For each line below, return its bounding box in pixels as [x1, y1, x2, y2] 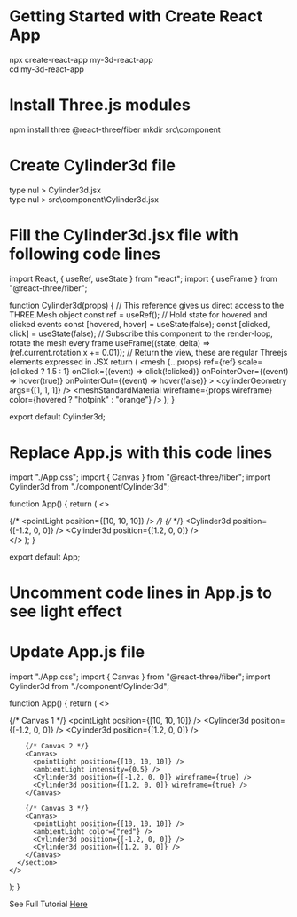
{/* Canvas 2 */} [25, 741, 90, 750]
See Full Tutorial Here [9, 898, 88, 909]
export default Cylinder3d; [9, 411, 106, 422]
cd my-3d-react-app [9, 64, 84, 74]
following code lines [9, 244, 161, 263]
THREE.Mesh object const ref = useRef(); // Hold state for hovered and [9, 309, 268, 320]
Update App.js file [9, 642, 145, 662]
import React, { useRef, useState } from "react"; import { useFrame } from [9, 273, 277, 284]
